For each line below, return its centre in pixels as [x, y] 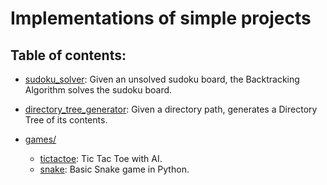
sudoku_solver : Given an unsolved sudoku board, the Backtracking [162, 79]
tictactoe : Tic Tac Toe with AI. [101, 158]
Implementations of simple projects [161, 18]
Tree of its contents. [66, 120]
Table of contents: [68, 55]
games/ [40, 139]
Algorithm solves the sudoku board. [98, 90]
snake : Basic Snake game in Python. [114, 169]
